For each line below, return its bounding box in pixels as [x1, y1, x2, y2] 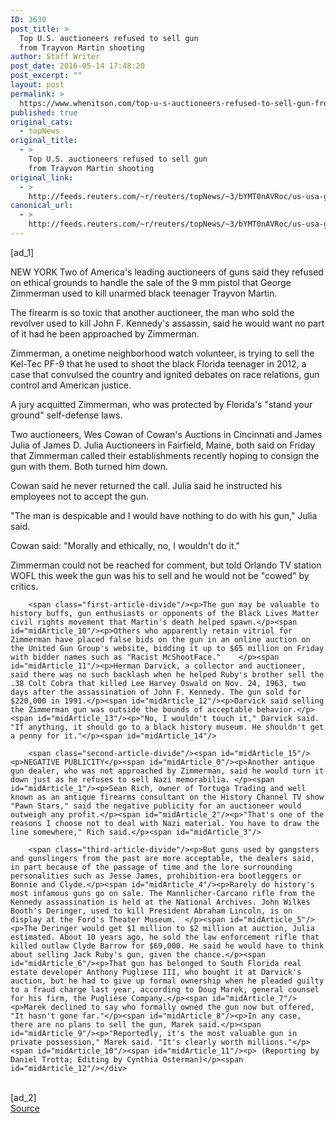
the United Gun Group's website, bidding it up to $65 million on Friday [10, 643, 325, 653]
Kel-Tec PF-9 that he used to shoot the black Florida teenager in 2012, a [10, 357, 307, 370]
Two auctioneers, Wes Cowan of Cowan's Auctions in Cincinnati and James [10, 428, 323, 440]
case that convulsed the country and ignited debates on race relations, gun [10, 368, 320, 380]
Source [10, 1102, 40, 1114]
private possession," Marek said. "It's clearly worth [10, 1037, 244, 1047]
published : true [10, 107, 78, 118]
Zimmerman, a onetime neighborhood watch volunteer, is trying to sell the [10, 347, 315, 359]
